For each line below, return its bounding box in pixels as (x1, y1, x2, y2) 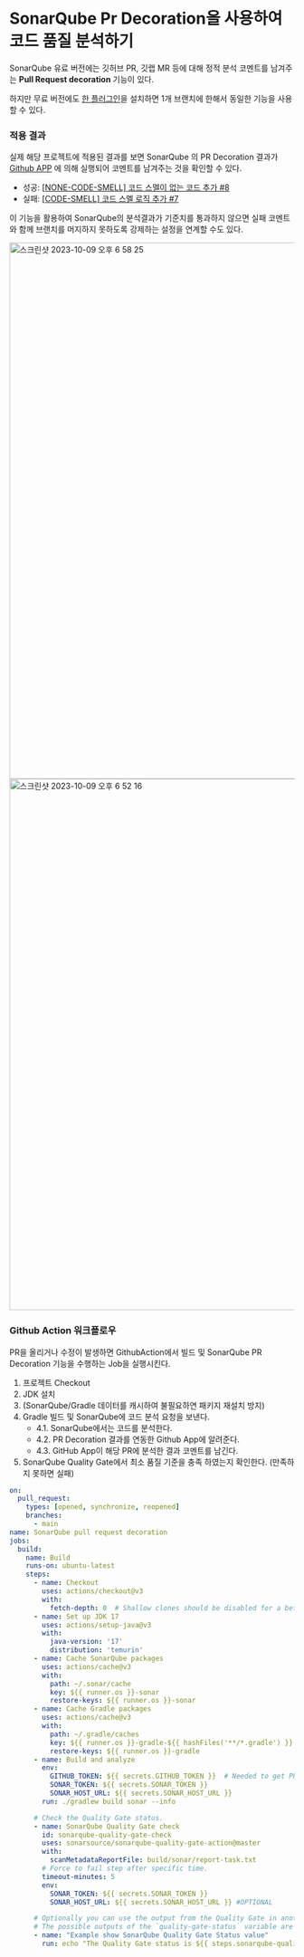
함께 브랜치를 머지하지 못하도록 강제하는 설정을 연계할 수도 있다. (18, 224, 243, 235)
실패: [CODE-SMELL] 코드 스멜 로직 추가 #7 (22, 194, 179, 205)
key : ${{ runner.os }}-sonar (49, 1687, 160, 1697)
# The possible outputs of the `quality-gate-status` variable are (33, 1923, 294, 1932)
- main (33, 1520, 59, 1529)
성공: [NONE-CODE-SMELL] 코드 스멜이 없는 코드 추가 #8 (22, 182, 230, 193)
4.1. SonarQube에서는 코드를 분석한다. (35, 1422, 173, 1433)
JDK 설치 (22, 1389, 56, 1399)
